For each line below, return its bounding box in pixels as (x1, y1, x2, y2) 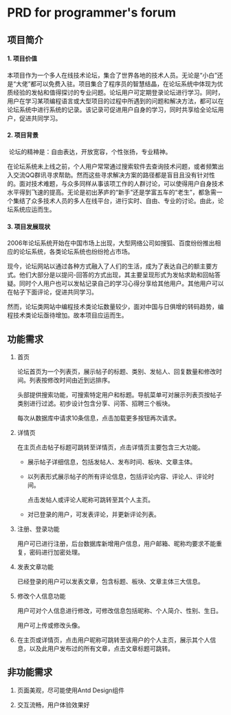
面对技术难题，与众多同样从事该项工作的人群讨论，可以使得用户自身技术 (19, 179, 224, 187)
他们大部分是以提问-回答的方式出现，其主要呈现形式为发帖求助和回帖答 (19, 270, 221, 279)
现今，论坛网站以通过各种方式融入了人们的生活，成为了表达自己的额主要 (7, 262, 212, 270)
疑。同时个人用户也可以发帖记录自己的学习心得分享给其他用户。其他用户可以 (7, 279, 224, 288)
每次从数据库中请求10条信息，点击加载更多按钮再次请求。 (16, 414, 181, 422)
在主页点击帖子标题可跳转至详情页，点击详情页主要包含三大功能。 (16, 443, 204, 451)
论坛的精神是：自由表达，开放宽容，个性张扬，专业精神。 (8, 147, 172, 156)
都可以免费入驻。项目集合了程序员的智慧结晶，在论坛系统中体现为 (30, 79, 218, 87)
